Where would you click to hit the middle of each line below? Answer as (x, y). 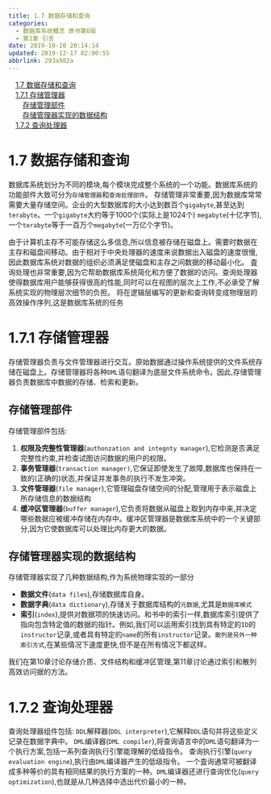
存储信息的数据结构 (59, 498)
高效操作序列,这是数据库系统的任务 (66, 302)
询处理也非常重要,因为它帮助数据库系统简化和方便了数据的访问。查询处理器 (133, 272)
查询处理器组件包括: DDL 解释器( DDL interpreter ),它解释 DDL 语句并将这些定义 (133, 731)
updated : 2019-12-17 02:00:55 (59, 53)
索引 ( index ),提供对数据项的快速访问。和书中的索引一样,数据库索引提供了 (140, 614)
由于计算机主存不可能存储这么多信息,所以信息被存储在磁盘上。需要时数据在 (133, 242)
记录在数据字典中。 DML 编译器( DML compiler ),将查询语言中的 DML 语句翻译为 (130, 742)
